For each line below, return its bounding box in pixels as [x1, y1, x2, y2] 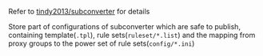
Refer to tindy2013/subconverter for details [8, 7, 150, 16]
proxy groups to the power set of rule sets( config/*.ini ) [8, 39, 195, 48]
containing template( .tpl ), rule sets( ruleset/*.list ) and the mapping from [8, 31, 256, 39]
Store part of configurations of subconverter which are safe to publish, [8, 22, 241, 31]
